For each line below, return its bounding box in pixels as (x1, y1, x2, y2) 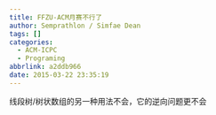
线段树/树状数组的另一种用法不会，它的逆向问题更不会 (9, 96, 207, 106)
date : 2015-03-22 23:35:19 (9, 71, 109, 80)
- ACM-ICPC (17, 46, 58, 55)
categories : (9, 37, 53, 47)
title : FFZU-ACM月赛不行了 (9, 12, 102, 22)
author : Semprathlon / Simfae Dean (9, 21, 141, 30)
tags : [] (9, 29, 42, 38)
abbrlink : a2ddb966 (9, 63, 82, 72)
